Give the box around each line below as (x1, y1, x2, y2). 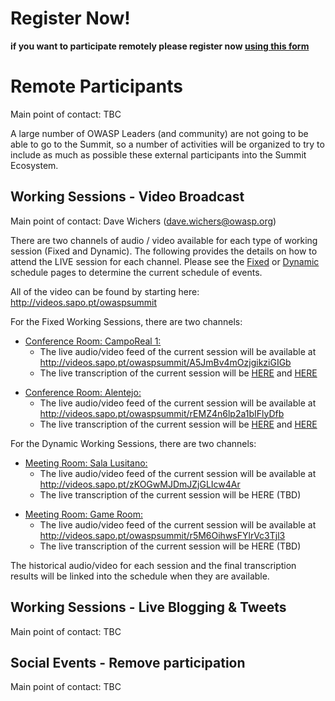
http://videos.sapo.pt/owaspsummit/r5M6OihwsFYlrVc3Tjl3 (39, 529, 286, 541)
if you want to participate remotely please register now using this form (10, 40, 310, 52)
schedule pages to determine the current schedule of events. (10, 266, 263, 278)
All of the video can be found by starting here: (10, 285, 200, 297)
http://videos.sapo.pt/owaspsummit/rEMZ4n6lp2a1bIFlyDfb (39, 407, 285, 419)
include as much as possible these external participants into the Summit (10, 148, 307, 161)
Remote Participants (10, 75, 183, 98)
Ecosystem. (10, 159, 59, 171)
